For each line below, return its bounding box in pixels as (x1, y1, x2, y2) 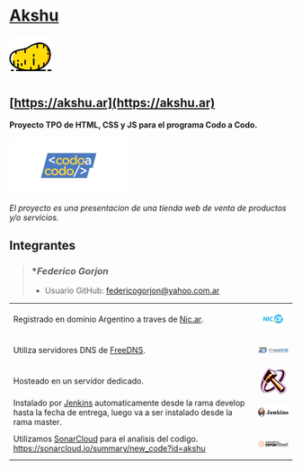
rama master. (13, 416, 63, 427)
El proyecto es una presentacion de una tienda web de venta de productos (9, 202, 288, 213)
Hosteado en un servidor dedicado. (13, 376, 144, 386)
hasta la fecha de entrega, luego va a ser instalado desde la (13, 406, 233, 418)
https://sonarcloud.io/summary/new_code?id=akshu (13, 443, 206, 454)
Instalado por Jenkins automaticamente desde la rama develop (13, 397, 245, 408)
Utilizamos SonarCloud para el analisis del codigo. (13, 433, 199, 445)
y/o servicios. (9, 212, 59, 223)
